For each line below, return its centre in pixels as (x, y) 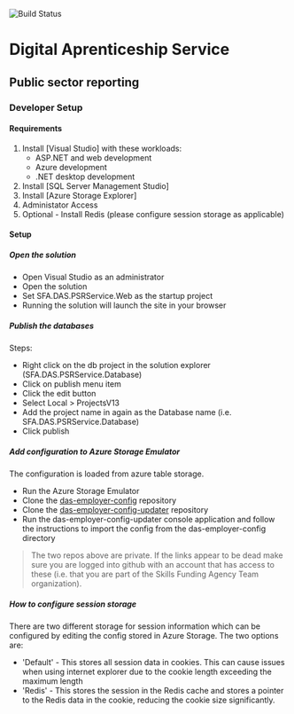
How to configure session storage (73, 604)
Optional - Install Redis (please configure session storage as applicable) (153, 214)
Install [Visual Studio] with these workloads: (102, 148)
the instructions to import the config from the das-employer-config (144, 529)
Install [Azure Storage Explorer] (79, 195)
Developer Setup (46, 107)
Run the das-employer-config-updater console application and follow (148, 520)
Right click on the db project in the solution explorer (116, 365)
